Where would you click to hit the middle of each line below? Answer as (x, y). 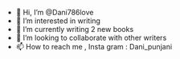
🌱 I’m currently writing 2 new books (75, 29)
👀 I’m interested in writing (58, 21)
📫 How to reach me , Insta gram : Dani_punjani (94, 47)
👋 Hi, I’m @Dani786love (55, 12)
